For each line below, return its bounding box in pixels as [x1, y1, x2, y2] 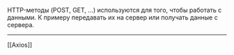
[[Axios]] [7, 41, 33, 49]
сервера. [7, 21, 35, 29]
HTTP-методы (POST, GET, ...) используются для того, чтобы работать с [7, 6, 222, 14]
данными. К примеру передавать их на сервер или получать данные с [7, 13, 218, 22]
